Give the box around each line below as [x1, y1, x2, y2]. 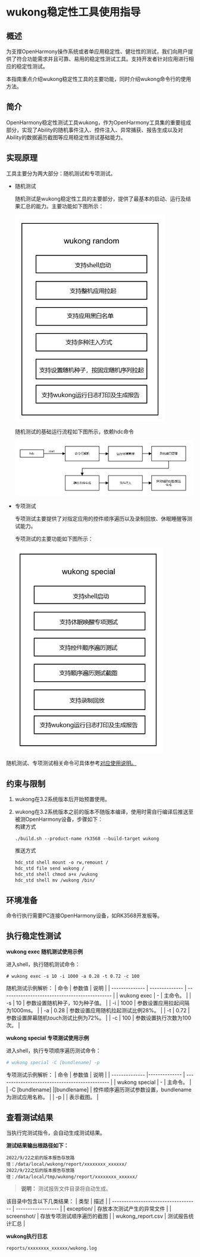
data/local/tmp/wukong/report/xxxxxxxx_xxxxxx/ [17, 1174, 138, 1180]
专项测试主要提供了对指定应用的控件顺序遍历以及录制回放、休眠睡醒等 [14, 515, 187, 523]
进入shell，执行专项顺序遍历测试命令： [6, 1047, 101, 1054]
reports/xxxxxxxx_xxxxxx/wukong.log [6, 1245, 97, 1252]
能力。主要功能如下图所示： [35, 202, 104, 209]
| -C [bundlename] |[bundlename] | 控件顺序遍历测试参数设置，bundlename [6, 1086, 192, 1093]
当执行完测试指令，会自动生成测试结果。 [6, 1129, 105, 1137]
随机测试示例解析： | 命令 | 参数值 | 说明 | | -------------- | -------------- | [6, 984, 187, 992]
